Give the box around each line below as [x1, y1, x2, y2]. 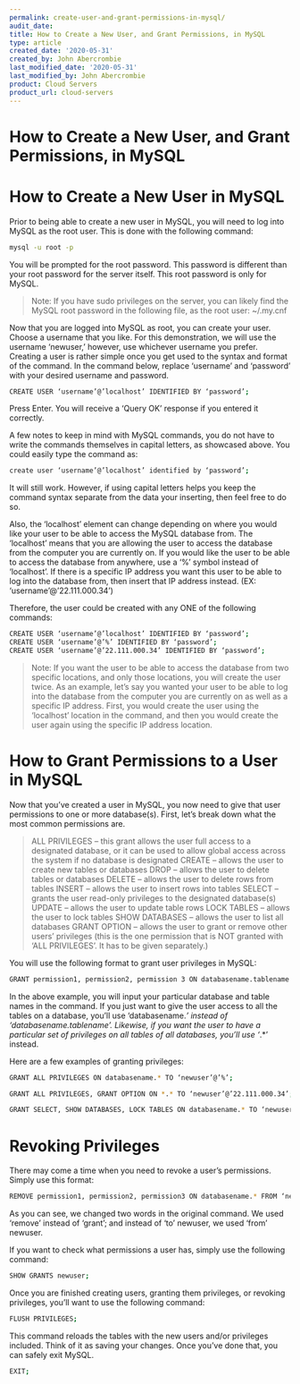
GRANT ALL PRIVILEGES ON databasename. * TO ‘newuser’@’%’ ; [9, 1073, 234, 1083]
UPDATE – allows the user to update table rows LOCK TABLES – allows [30, 902, 290, 913]
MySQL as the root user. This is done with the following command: [9, 225, 254, 236]
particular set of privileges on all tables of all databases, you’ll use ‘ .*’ [9, 1029, 269, 1040]
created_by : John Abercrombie [9, 55, 122, 64]
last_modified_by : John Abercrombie [9, 72, 146, 81]
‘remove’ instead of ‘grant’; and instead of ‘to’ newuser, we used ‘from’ [9, 1218, 268, 1228]
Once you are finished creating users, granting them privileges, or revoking [9, 1287, 286, 1298]
